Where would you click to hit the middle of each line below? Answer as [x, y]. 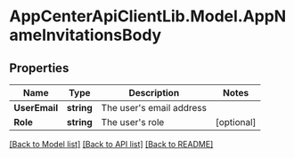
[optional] [236, 122]
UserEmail [36, 108]
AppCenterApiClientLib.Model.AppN [148, 16]
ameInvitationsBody [86, 35]
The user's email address [154, 108]
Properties [39, 68]
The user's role [133, 122]
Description [154, 93]
